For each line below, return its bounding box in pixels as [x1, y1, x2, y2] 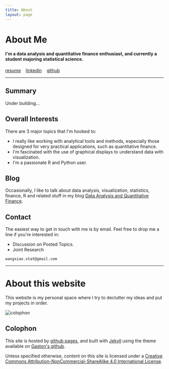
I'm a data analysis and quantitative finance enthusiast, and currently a [5, 51, 157, 57]
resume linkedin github [5, 67, 60, 73]
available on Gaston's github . [5, 343, 65, 349]
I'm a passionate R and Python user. [12, 160, 87, 166]
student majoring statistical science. [5, 56, 84, 62]
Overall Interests [5, 115, 59, 124]
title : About [5, 7, 33, 13]
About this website [5, 278, 86, 289]
